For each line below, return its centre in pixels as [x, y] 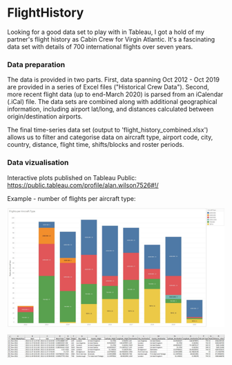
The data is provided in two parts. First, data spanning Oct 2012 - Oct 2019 [113, 80]
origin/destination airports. [45, 116]
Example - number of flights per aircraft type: [71, 198]
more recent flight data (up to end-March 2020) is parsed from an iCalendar [115, 94]
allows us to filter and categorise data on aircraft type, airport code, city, [110, 137]
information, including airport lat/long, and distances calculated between [110, 109]
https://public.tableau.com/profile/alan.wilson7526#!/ [83, 185]
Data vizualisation [38, 163]
